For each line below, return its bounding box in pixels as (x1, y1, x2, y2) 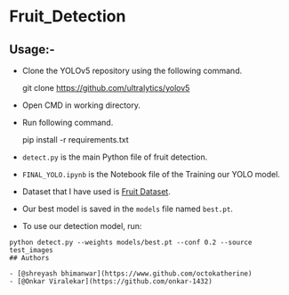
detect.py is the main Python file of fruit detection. (21, 152, 208, 162)
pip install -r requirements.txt (21, 135, 129, 144)
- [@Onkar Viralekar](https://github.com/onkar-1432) (9, 277, 213, 286)
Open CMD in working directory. (21, 100, 140, 111)
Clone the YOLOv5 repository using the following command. (21, 65, 243, 76)
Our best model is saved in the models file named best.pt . (21, 203, 234, 214)
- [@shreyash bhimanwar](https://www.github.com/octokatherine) (9, 269, 253, 278)
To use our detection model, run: (21, 221, 142, 231)
